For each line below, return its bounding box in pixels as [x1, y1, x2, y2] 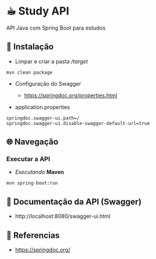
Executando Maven [15, 168, 65, 176]
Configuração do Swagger [15, 80, 82, 87]
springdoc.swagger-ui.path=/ [6, 115, 80, 121]
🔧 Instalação [6, 42, 54, 52]
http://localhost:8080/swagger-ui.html [15, 213, 111, 220]
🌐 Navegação [6, 137, 59, 147]
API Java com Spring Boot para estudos [6, 24, 106, 31]
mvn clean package [6, 69, 53, 75]
